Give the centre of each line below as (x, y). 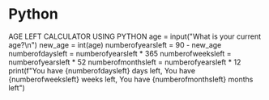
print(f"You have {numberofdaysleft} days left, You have (102, 70)
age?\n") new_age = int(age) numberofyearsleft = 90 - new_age (115, 44)
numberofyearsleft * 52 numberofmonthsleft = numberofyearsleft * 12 (125, 62)
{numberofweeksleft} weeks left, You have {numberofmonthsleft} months (131, 79)
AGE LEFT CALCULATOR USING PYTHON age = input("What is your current (135, 36)
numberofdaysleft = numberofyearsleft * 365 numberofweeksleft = (120, 53)
